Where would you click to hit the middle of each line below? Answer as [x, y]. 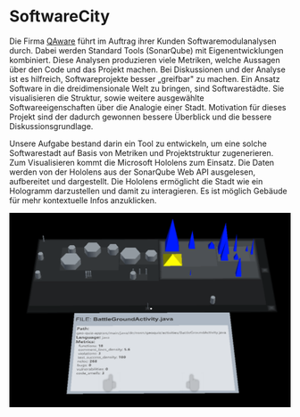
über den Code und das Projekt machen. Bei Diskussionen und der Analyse [147, 69]
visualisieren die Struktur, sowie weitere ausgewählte [107, 98]
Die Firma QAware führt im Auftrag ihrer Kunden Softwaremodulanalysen [143, 41]
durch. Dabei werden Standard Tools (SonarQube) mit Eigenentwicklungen [146, 50]
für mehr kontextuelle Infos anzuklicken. [83, 200]
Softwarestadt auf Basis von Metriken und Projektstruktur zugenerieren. [142, 152]
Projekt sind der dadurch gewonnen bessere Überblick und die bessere [141, 117]
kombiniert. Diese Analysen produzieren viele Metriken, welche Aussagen [145, 60]
